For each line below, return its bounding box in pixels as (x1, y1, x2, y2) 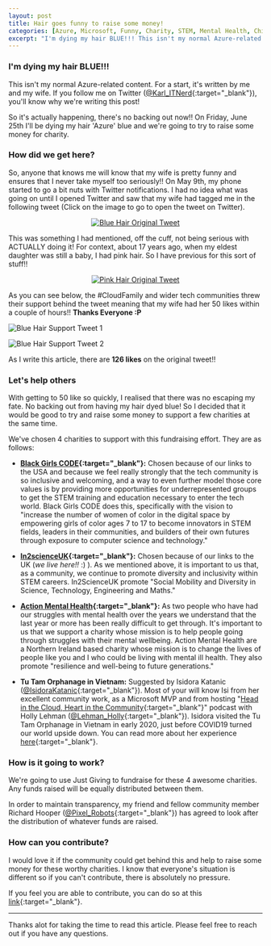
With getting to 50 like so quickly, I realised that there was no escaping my (8, 393, 256, 403)
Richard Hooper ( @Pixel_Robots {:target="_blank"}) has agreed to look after (8, 808, 259, 818)
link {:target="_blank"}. (8, 897, 83, 906)
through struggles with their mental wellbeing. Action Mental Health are (19, 635, 257, 646)
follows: (8, 443, 35, 453)
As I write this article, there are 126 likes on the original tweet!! (8, 354, 216, 364)
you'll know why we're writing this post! (8, 96, 140, 106)
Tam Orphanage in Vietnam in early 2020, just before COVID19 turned (19, 720, 252, 730)
